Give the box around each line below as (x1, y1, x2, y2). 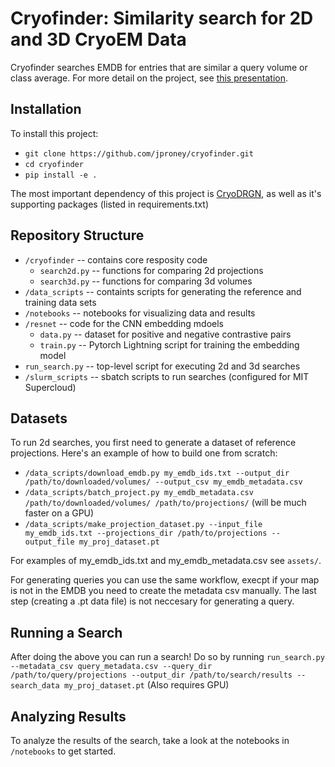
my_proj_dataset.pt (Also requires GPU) (63, 679, 230, 691)
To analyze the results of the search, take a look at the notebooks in (10, 735, 290, 746)
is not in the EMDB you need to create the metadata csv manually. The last (10, 585, 317, 597)
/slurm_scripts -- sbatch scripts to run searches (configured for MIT (24, 370, 310, 382)
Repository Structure (10, 227, 145, 244)
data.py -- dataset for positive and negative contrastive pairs (39, 328, 292, 340)
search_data (10, 681, 60, 691)
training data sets (24, 296, 97, 308)
